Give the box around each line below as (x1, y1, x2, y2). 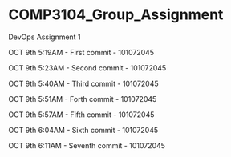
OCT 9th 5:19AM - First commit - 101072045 (8, 47, 155, 57)
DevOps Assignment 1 (8, 32, 82, 42)
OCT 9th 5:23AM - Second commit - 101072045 (8, 62, 167, 73)
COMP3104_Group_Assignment (8, 6, 224, 24)
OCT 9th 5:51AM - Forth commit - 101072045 (8, 94, 157, 103)
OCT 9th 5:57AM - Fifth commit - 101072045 (8, 110, 155, 119)
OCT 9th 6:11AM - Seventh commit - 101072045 (8, 140, 166, 150)
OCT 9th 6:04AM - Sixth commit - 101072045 (8, 125, 159, 135)
